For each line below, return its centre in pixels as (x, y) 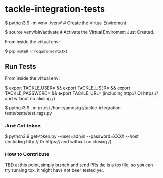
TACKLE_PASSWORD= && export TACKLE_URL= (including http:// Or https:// (81, 93)
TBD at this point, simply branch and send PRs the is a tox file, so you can (79, 165)
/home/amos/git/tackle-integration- (87, 108)
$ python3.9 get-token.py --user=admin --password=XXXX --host (72, 136)
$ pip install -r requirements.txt (36, 51)
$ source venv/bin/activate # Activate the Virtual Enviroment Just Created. (80, 32)
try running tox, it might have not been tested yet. (55, 170)
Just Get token (23, 126)
